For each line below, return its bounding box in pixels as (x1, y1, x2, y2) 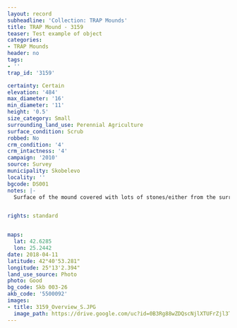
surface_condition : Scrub (7, 128, 83, 135)
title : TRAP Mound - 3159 (7, 23, 83, 30)
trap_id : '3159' (7, 69, 55, 76)
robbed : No (7, 135, 39, 142)
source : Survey (7, 161, 52, 168)
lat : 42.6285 (13, 238, 52, 245)
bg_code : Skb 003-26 (7, 284, 68, 291)
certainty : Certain (7, 82, 65, 89)
